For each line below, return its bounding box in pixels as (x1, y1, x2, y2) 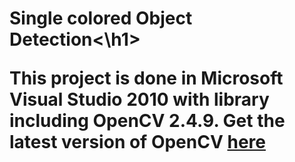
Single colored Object (9, 7, 193, 30)
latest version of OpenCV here (9, 131, 266, 154)
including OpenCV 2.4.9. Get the (9, 110, 286, 132)
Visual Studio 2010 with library (9, 88, 270, 111)
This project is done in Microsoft (9, 67, 284, 90)
